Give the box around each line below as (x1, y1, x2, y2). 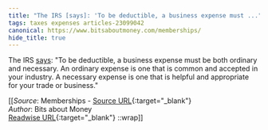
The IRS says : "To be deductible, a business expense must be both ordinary (8, 55, 258, 65)
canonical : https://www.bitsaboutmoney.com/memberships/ (8, 26, 202, 34)
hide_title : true (8, 33, 66, 42)
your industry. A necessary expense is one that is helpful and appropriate (8, 72, 250, 82)
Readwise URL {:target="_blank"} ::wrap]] (8, 113, 144, 123)
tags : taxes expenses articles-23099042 (8, 19, 145, 27)
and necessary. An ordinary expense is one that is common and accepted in (8, 64, 258, 74)
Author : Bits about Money (8, 105, 93, 114)
